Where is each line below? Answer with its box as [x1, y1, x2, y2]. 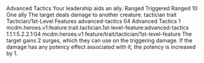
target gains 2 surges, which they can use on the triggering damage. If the [6, 37, 193, 44]
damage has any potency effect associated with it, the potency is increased [6, 44, 196, 50]
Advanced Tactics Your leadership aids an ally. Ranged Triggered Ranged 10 [6, 5, 198, 12]
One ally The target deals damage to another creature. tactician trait [6, 11, 177, 18]
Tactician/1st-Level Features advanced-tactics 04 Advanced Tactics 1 [6, 18, 181, 25]
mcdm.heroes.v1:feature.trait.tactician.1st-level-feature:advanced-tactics [6, 24, 189, 31]
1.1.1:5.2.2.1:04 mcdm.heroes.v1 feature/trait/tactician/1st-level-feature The [6, 30, 192, 38]
